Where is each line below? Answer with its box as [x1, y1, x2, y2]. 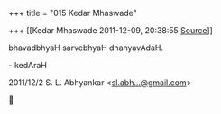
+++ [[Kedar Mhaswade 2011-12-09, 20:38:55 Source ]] [8, 25, 213, 35]
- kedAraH [8, 60, 47, 70]
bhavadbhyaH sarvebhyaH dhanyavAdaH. [8, 42, 164, 53]
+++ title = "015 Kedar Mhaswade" [8, 8, 137, 18]
